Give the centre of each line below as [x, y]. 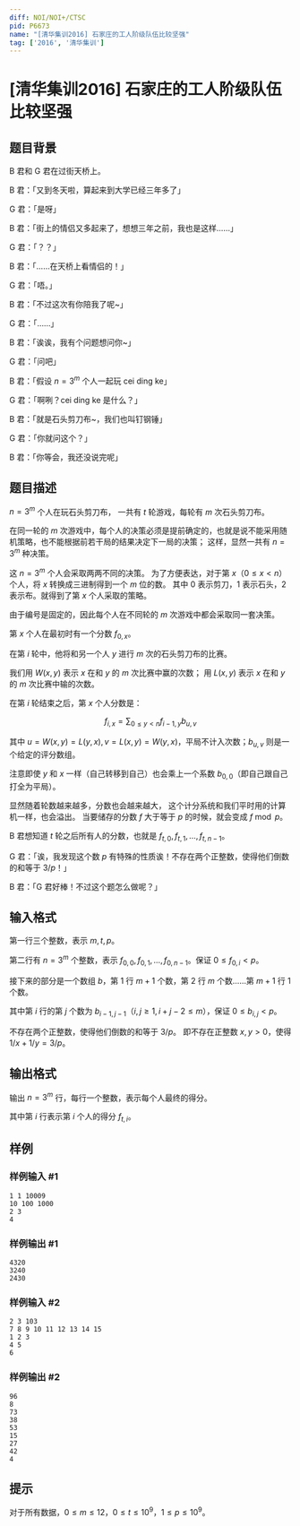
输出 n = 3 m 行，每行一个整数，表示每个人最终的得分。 [111, 1097]
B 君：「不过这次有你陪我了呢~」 [69, 305]
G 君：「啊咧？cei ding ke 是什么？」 [76, 400]
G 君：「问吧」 [35, 362]
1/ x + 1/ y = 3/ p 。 [40, 1043]
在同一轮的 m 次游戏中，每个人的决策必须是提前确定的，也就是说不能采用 [145, 530]
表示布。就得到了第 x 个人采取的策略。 [81, 595]
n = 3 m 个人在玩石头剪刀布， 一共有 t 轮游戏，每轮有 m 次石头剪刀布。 [140, 511]
